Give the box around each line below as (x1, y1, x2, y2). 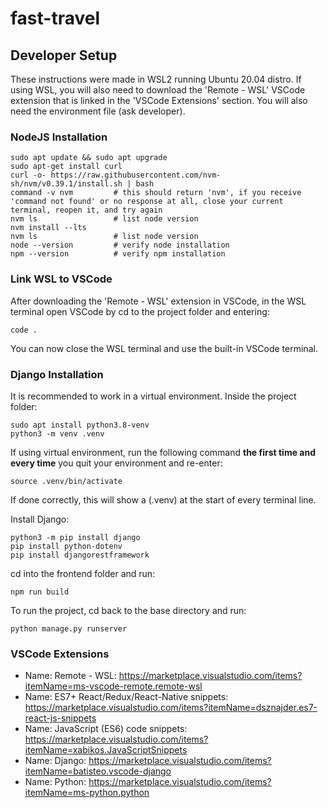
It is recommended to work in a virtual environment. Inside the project (10, 390, 297, 402)
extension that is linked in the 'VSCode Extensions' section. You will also (10, 95, 308, 106)
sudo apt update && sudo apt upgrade (10, 153, 168, 163)
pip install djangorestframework (10, 550, 150, 560)
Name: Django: (24, 755, 87, 767)
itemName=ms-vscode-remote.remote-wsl (24, 680, 203, 692)
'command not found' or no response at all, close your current (10, 197, 284, 207)
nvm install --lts (10, 223, 87, 233)
